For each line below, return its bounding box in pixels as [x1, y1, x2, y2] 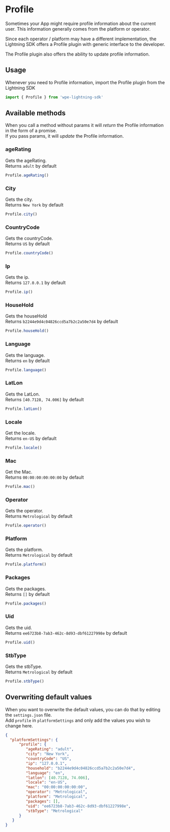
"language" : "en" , [25, 770, 65, 775]
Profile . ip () [5, 290, 33, 295]
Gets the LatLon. [5, 391, 40, 397]
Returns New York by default [5, 201, 64, 207]
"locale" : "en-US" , [25, 780, 67, 785]
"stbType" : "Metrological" [25, 808, 83, 814]
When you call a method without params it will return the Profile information [5, 122, 164, 128]
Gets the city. [5, 196, 33, 202]
